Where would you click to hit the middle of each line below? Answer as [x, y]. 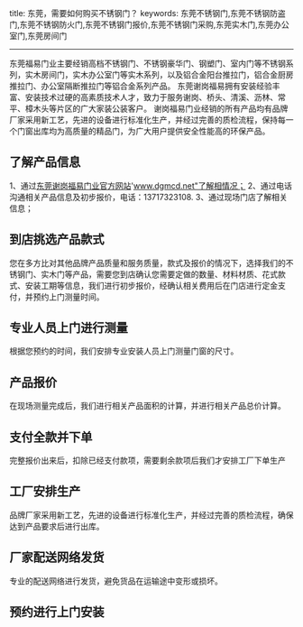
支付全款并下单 [51, 437]
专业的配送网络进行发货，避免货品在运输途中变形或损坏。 [116, 581]
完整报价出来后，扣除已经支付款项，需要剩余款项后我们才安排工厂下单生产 [147, 461]
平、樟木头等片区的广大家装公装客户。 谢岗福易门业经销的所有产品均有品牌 [149, 108]
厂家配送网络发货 [57, 558]
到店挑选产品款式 [57, 240]
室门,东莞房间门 [38, 36]
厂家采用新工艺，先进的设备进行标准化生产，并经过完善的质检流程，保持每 [147, 120]
